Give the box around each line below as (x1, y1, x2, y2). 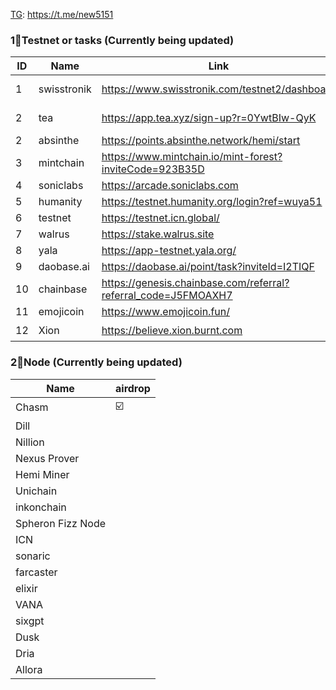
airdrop (115, 381, 151, 395)
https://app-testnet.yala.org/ (101, 244, 237, 258)
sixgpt (15, 614, 45, 628)
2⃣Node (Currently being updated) (10, 355, 183, 369)
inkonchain (15, 500, 67, 514)
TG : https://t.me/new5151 (10, 9, 114, 20)
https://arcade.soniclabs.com (101, 179, 239, 193)
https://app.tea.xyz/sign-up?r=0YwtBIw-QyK (101, 111, 317, 125)
